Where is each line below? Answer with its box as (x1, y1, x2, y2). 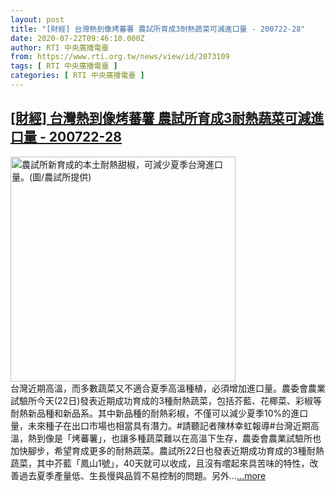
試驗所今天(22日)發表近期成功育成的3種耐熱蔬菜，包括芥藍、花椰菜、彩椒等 (10, 394, 322, 406)
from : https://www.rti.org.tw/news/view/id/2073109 (10, 52, 230, 62)
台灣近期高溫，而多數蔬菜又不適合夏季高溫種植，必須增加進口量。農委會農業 (10, 382, 326, 394)
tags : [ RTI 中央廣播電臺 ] (10, 61, 118, 71)
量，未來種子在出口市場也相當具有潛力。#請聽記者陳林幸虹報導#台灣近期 (10, 419, 311, 431)
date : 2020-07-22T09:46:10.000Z (10, 33, 145, 43)
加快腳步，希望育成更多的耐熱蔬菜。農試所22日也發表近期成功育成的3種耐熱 (10, 444, 325, 456)
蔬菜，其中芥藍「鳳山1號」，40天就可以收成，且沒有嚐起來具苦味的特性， (10, 457, 310, 469)
